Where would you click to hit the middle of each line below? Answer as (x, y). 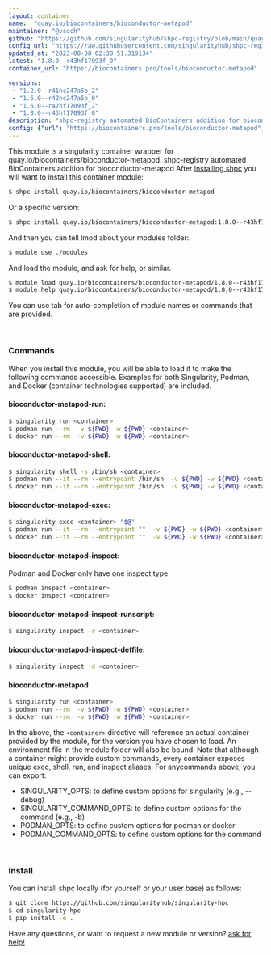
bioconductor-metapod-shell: (60, 454)
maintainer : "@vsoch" (45, 31)
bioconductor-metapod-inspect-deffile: (77, 649)
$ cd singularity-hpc (45, 911)
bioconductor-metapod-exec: (60, 505)
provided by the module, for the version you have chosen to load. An (122, 741)
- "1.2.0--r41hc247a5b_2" (55, 91)
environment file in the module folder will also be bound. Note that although (134, 750)
